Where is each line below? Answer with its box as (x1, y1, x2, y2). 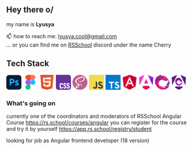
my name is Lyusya (6, 20, 55, 27)
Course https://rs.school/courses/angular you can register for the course (6, 119, 187, 126)
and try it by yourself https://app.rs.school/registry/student (6, 125, 152, 132)
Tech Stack (6, 59, 49, 69)
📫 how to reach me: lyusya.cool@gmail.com (6, 32, 117, 39)
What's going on (6, 99, 56, 107)
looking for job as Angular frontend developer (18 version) (6, 137, 150, 144)
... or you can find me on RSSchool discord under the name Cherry (6, 41, 171, 48)
